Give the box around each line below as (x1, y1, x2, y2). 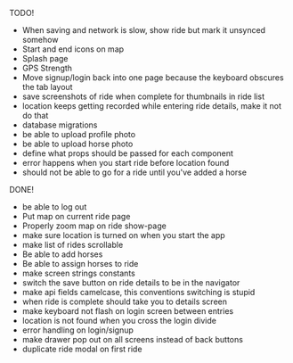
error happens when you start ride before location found (21, 158, 230, 168)
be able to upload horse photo (21, 138, 134, 149)
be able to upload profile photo (21, 129, 136, 139)
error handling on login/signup (21, 325, 134, 335)
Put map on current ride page (21, 211, 131, 221)
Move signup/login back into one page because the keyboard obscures (21, 72, 284, 83)
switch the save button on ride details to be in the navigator (21, 277, 240, 288)
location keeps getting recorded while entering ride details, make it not (21, 101, 282, 111)
